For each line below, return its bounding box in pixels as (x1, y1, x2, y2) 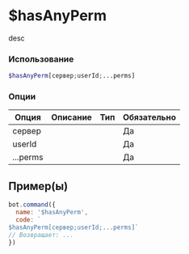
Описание (51, 112, 93, 123)
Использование (8, 53, 74, 65)
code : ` (15, 215, 42, 224)
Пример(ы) (8, 179, 69, 193)
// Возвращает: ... (8, 231, 74, 239)
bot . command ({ (8, 201, 57, 209)
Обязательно (122, 112, 176, 123)
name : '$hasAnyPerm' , (15, 209, 89, 217)
